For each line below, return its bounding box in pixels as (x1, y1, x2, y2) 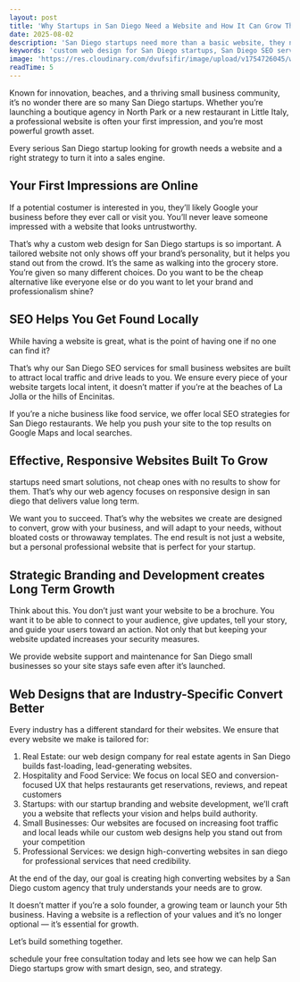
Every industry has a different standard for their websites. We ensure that (9, 724, 279, 734)
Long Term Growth (9, 581, 115, 597)
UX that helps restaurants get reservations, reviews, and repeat (54, 779, 287, 790)
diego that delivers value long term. (9, 495, 140, 506)
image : (9, 55, 34, 63)
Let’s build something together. (9, 935, 123, 946)
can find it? (9, 345, 51, 356)
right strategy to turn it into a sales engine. (9, 152, 165, 163)
